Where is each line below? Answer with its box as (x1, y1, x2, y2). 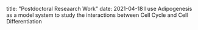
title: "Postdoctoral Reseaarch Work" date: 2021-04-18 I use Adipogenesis (6, 5, 193, 12)
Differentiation (6, 18, 43, 25)
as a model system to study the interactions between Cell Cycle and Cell (6, 11, 188, 19)
